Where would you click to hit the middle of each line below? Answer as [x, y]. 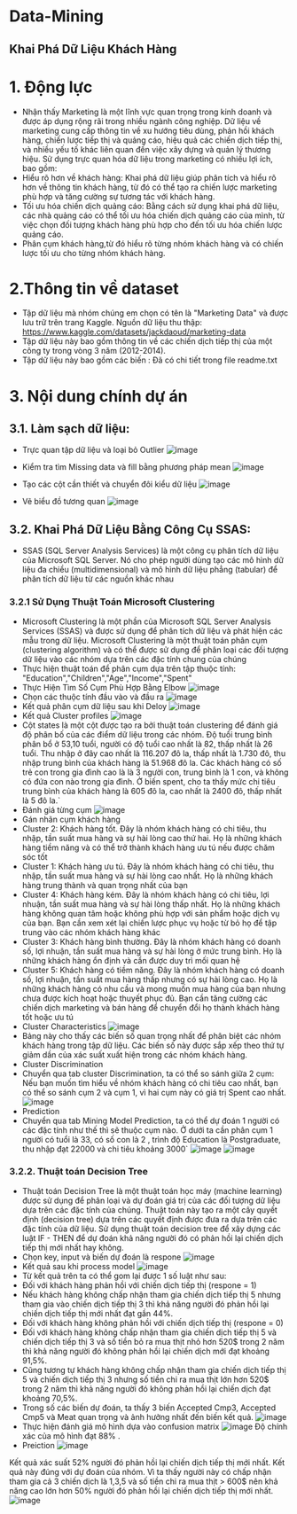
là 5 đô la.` [41, 800]
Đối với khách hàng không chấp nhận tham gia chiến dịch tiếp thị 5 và [149, 1332]
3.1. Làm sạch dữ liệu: [70, 429]
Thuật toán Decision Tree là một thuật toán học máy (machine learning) [152, 1190]
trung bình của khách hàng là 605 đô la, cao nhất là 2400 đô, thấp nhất [152, 791]
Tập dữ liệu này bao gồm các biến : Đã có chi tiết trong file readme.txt [149, 360]
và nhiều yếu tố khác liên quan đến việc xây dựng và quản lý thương [146, 149]
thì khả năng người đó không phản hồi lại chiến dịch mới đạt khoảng [146, 1351]
